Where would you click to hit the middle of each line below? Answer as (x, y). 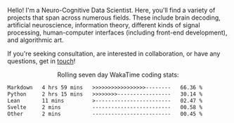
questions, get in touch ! (41, 61)
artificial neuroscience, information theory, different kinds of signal (104, 25)
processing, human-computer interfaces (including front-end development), (117, 32)
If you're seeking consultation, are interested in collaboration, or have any (114, 53)
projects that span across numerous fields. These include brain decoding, (114, 18)
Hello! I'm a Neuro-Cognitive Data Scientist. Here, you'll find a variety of (111, 10)
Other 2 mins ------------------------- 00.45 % (105, 114)
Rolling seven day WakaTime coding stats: (118, 75)
